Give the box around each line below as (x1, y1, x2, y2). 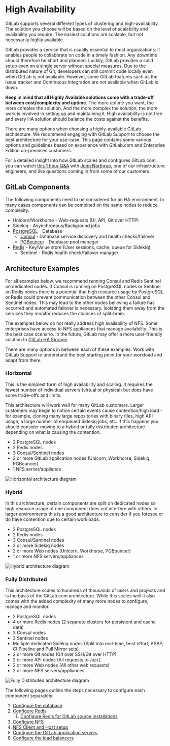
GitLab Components (5, 183, 70, 191)
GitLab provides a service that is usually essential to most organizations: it (5, 46, 160, 52)
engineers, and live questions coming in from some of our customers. (5, 168, 151, 174)
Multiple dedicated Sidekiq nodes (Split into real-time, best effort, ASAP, (12, 641, 164, 647)
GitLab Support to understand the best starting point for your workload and (5, 351, 162, 357)
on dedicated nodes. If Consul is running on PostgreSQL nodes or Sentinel (5, 283, 161, 289)
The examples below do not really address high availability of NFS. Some (5, 320, 158, 326)
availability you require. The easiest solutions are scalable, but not (5, 31, 144, 37)
